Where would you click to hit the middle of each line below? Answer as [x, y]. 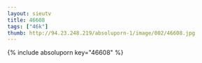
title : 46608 [26, 20]
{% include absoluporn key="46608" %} [65, 53]
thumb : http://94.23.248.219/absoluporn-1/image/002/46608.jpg [101, 33]
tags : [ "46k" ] [28, 26]
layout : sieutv [29, 13]
